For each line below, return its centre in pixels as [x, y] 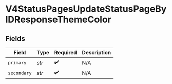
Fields [15, 38]
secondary [20, 73]
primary [17, 62]
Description [97, 53]
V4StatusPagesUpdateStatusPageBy [86, 9]
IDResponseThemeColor [58, 20]
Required [65, 53]
